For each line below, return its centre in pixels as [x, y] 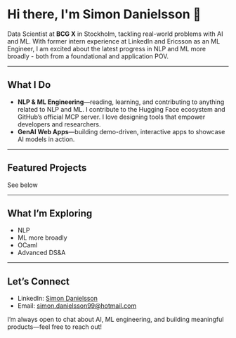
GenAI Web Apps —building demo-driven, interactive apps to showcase [121, 131]
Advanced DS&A [41, 253]
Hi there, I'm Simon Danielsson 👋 [104, 14]
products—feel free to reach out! [55, 327]
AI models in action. [46, 139]
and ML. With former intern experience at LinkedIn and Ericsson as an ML [114, 41]
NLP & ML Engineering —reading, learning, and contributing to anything [121, 102]
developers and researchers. [59, 124]
